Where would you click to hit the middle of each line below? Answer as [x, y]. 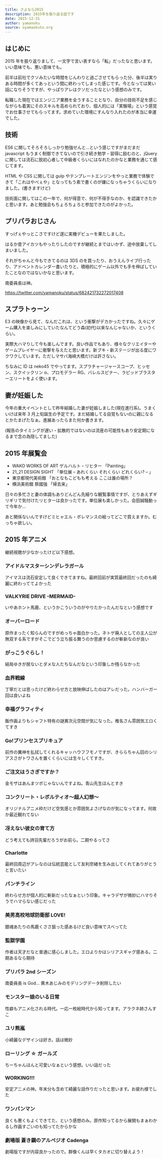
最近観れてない [24, 815]
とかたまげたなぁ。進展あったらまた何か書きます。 [56, 420]
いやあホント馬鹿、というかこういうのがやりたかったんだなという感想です [79, 607]
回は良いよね [18, 695]
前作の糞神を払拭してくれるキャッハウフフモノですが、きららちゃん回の [77, 752]
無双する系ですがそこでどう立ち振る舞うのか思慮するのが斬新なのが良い [77, 639]
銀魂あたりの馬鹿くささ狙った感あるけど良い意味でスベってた [66, 927]
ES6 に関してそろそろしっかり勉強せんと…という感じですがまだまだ [73, 147]
